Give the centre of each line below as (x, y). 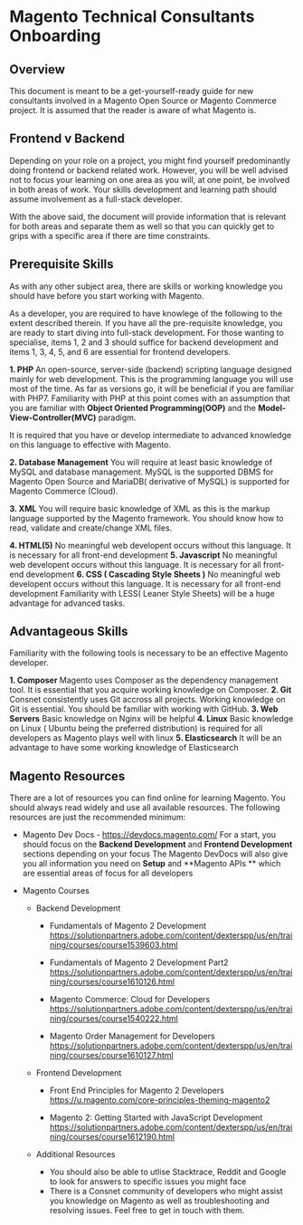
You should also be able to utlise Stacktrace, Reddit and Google (168, 1172)
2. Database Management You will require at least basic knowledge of (141, 462)
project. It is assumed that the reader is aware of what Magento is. (133, 110)
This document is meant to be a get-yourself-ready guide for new (132, 91)
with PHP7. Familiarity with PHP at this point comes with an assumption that (150, 398)
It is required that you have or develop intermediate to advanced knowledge (151, 435)
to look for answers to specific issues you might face (148, 1182)
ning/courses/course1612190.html (112, 1137)
